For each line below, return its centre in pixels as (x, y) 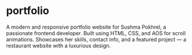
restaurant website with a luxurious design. (58, 46)
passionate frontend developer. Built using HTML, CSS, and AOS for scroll (96, 33)
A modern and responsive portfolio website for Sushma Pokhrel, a (86, 27)
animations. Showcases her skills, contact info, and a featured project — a (96, 39)
